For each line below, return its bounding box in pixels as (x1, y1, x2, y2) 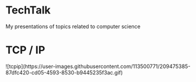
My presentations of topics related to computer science (5, 23, 141, 30)
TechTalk (5, 4, 51, 17)
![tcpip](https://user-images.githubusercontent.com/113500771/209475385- (5, 63, 191, 70)
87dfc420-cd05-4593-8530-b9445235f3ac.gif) (5, 69, 123, 76)
